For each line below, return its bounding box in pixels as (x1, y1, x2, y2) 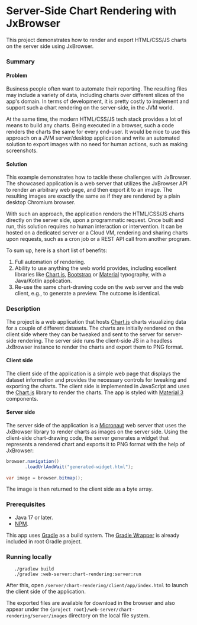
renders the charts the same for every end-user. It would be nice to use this (6, 128, 190, 136)
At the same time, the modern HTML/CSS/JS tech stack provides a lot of (6, 115, 183, 123)
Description (6, 305, 41, 313)
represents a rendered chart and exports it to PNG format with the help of (6, 440, 185, 447)
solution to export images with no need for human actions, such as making (6, 141, 188, 148)
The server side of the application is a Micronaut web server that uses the (6, 421, 186, 429)
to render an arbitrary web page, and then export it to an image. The (6, 186, 173, 194)
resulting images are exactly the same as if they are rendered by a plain (6, 192, 180, 199)
